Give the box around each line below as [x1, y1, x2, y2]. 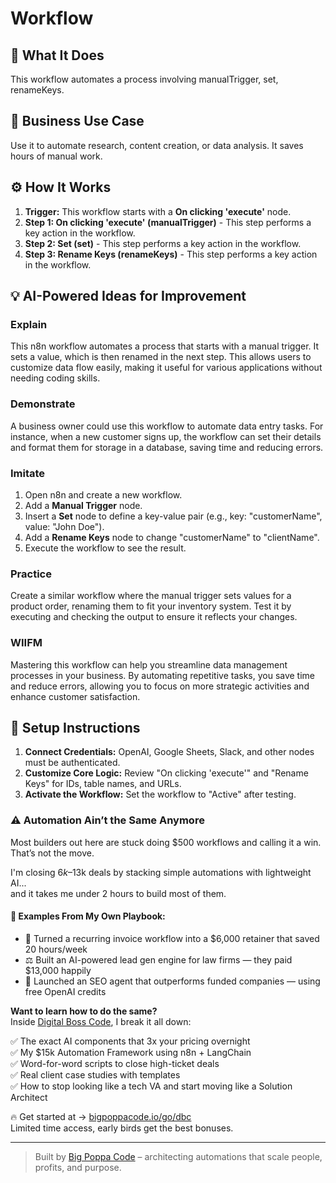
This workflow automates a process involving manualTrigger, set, [10, 73, 279, 85]
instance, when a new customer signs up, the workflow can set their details [10, 430, 322, 442]
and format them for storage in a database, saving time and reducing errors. [10, 441, 324, 453]
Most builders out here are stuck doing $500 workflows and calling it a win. [10, 836, 322, 848]
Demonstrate [10, 397, 76, 411]
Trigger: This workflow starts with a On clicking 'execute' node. [24, 205, 292, 217]
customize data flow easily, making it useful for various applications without [10, 362, 323, 374]
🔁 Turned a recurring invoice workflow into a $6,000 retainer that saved [24, 932, 320, 944]
